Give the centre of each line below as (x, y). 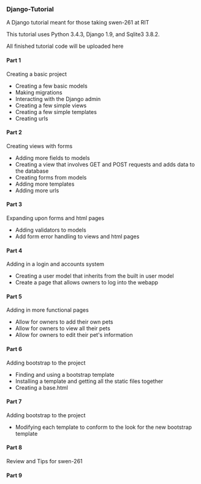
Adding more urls (37, 190)
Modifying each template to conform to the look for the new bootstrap (103, 427)
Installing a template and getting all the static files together (89, 381)
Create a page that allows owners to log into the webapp (86, 282)
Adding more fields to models (52, 157)
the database (32, 171)
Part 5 (14, 297)
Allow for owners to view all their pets (63, 328)
